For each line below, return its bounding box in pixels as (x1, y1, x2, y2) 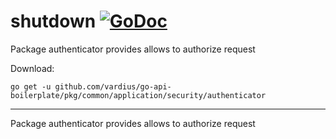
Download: (10, 62, 55, 74)
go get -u (10, 81, 52, 92)
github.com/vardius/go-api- (54, 81, 172, 92)
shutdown (10, 10, 97, 33)
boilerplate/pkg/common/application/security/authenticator (10, 90, 267, 100)
